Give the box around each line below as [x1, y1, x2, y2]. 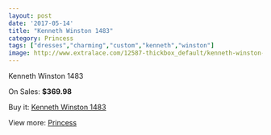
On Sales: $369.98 [8, 87, 73, 96]
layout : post [8, 11, 52, 20]
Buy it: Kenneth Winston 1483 [8, 102, 106, 112]
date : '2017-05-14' [8, 19, 74, 27]
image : [8, 49, 31, 57]
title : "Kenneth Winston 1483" [8, 27, 114, 35]
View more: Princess [8, 118, 77, 127]
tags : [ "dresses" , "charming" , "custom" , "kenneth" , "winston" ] [8, 42, 215, 50]
